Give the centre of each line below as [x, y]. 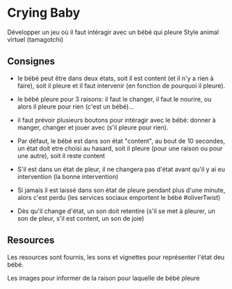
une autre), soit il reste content [61, 155]
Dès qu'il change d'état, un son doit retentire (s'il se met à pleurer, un [116, 211]
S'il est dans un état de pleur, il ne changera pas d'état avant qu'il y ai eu [121, 169]
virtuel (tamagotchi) [35, 39]
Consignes [31, 62]
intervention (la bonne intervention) [68, 176]
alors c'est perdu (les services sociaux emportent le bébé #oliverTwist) [119, 197]
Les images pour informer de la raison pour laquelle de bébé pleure [103, 278]
